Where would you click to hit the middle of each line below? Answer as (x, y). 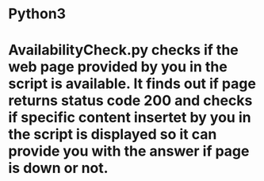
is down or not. (58, 168)
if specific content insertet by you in (130, 118)
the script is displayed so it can (113, 135)
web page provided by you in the (118, 67)
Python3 (37, 14)
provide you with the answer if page (129, 151)
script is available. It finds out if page (132, 84)
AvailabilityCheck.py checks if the (124, 50)
